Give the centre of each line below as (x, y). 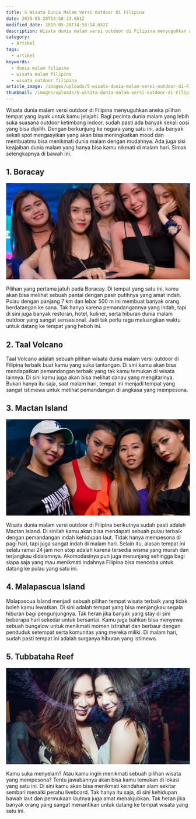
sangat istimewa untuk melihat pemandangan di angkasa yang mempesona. (97, 390)
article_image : (24, 87)
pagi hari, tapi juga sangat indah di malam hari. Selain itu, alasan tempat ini (96, 544)
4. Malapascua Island (46, 587)
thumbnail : (19, 93)
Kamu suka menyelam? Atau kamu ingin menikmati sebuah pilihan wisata (94, 774)
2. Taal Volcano (34, 345)
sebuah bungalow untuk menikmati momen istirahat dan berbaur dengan (93, 626)
